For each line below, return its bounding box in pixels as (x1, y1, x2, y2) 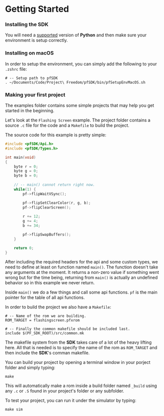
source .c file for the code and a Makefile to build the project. (5, 122, 130, 128)
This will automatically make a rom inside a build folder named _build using (5, 383, 157, 389)
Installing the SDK (5, 21, 49, 28)
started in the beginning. (5, 108, 55, 114)
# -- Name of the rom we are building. (5, 314, 87, 319)
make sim (5, 407, 23, 412)
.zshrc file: (5, 66, 27, 72)
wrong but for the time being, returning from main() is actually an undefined (5, 274, 158, 281)
